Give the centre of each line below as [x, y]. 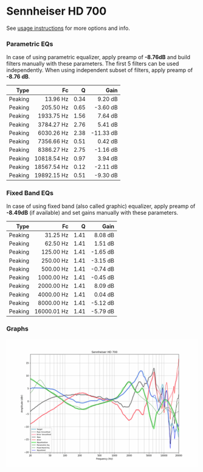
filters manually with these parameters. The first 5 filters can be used [93, 64]
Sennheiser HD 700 [57, 11]
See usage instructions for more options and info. [68, 28]
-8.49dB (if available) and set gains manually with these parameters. [92, 213]
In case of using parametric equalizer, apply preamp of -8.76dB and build [98, 57]
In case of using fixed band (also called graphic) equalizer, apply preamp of [101, 206]
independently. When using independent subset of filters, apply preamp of [100, 70]
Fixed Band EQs [30, 193]
